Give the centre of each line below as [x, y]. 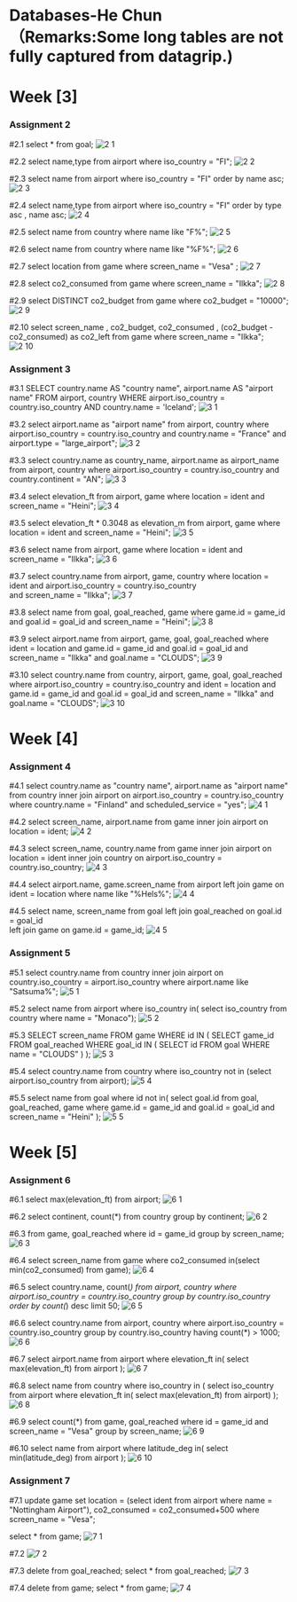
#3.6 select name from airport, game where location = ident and [126, 549]
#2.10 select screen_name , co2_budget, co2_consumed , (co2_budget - [141, 327]
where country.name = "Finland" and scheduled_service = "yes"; [128, 805]
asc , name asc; [38, 215]
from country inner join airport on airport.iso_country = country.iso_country [146, 796]
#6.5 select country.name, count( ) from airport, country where [123, 1287]
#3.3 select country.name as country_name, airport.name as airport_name [144, 460]
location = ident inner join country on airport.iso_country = [116, 858]
